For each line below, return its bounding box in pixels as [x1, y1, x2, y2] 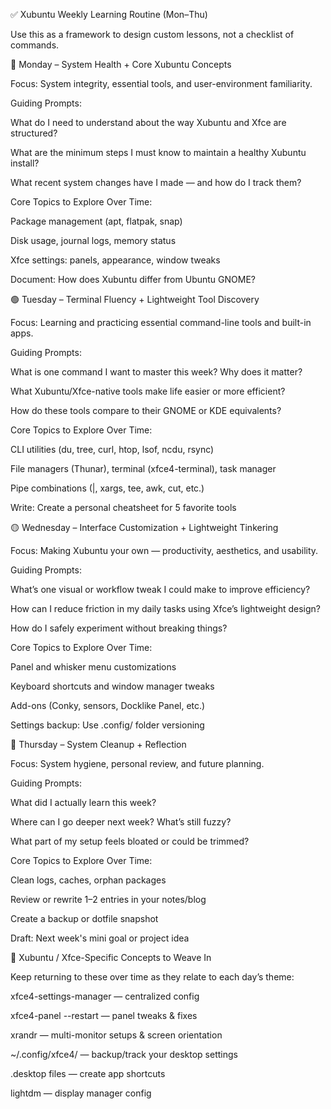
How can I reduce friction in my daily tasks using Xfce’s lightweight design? [10, 603, 322, 614]
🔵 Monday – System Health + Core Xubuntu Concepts [10, 59, 232, 70]
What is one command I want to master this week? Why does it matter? [10, 366, 303, 378]
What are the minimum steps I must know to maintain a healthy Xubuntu [10, 147, 307, 158]
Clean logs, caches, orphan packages [10, 874, 167, 886]
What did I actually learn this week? [10, 797, 157, 808]
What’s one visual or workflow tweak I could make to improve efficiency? [10, 584, 311, 595]
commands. [10, 39, 60, 51]
